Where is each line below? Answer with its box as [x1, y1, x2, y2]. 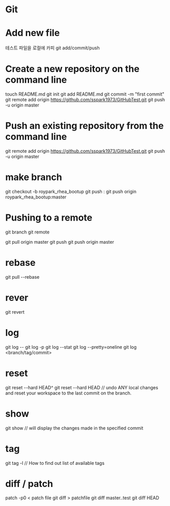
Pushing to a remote [5, 212, 93, 224]
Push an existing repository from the [5, 120, 164, 132]
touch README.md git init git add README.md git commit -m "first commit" [5, 91, 165, 97]
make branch [5, 171, 62, 183]
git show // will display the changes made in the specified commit [5, 425, 143, 431]
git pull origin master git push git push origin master [5, 239, 114, 245]
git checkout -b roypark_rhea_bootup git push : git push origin [5, 188, 137, 194]
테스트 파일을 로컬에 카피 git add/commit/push [5, 45, 100, 51]
